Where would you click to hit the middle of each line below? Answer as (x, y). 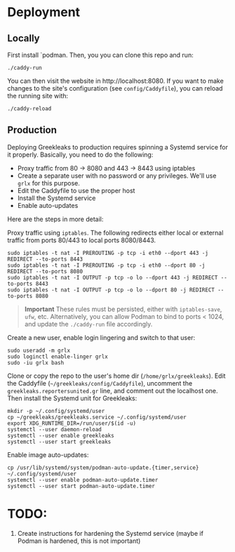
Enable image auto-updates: (48, 454)
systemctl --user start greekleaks (59, 442)
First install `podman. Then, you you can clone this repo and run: (101, 55)
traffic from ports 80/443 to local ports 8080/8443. (82, 240)
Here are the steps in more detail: (55, 219)
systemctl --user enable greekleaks (61, 435)
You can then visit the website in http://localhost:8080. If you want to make (116, 81)
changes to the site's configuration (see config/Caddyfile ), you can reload (115, 88)
